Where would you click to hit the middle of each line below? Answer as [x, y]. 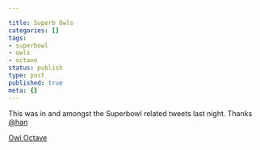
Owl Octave [28, 137]
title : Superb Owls [41, 23]
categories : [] [34, 30]
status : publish [36, 68]
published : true [36, 83]
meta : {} [23, 90]
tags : [17, 38]
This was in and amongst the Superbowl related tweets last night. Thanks [130, 113]
